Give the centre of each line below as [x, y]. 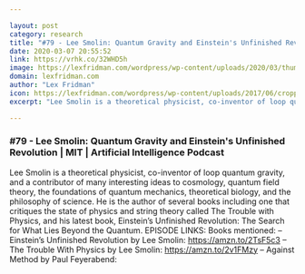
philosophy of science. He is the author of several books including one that [150, 201]
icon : [20, 93]
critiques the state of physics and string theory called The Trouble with [142, 210]
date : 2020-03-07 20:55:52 [60, 51]
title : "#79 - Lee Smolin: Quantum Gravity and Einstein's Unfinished [146, 43]
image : [22, 68]
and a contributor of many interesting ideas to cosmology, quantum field [144, 181]
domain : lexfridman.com [54, 77]
